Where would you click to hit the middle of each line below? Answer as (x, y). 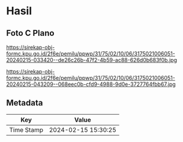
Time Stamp (26, 129)
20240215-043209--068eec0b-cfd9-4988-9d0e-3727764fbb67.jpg (91, 84)
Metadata (25, 103)
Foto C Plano (30, 33)
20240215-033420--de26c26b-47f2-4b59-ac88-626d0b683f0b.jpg (91, 60)
